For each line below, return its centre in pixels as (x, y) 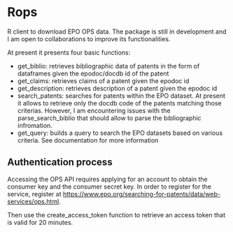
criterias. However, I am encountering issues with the (94, 110)
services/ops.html (33, 201)
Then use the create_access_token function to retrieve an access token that (116, 215)
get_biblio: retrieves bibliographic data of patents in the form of (108, 66)
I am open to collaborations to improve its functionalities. (89, 38)
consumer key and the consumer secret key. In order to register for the (110, 187)
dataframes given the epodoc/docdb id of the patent (93, 73)
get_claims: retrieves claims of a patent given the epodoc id (103, 80)
